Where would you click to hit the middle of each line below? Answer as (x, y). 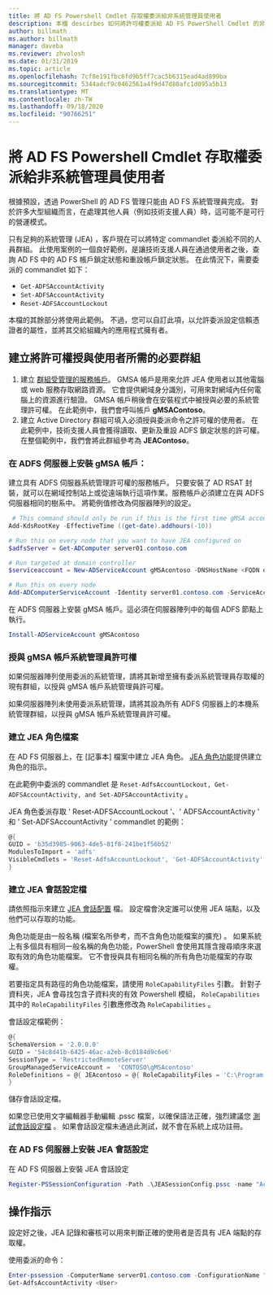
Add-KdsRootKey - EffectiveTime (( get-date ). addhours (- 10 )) (110, 525)
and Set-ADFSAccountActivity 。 (139, 794)
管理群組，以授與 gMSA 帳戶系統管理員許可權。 (95, 714)
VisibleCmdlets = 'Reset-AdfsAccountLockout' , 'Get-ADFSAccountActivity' (136, 860)
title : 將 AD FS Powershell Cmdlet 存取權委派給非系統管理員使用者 (115, 16)
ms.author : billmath (43, 39)
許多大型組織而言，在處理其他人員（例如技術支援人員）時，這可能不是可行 (140, 211)
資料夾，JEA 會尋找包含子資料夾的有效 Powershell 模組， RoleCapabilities (134, 994)
